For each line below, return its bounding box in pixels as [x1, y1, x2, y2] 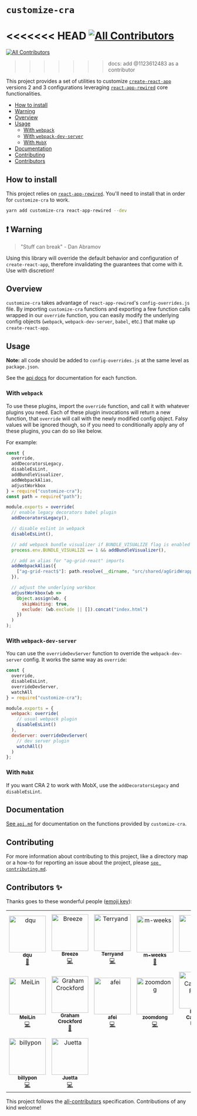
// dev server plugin [16, 738, 69, 744]
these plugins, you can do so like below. [6, 427, 103, 434]
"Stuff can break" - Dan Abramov [20, 243, 101, 250]
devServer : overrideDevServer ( [11, 732, 88, 739]
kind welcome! [6, 1104, 42, 1111]
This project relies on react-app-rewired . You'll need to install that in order [6, 190, 186, 197]
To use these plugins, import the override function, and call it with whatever [6, 402, 189, 409]
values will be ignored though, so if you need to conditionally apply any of [6, 421, 185, 428]
